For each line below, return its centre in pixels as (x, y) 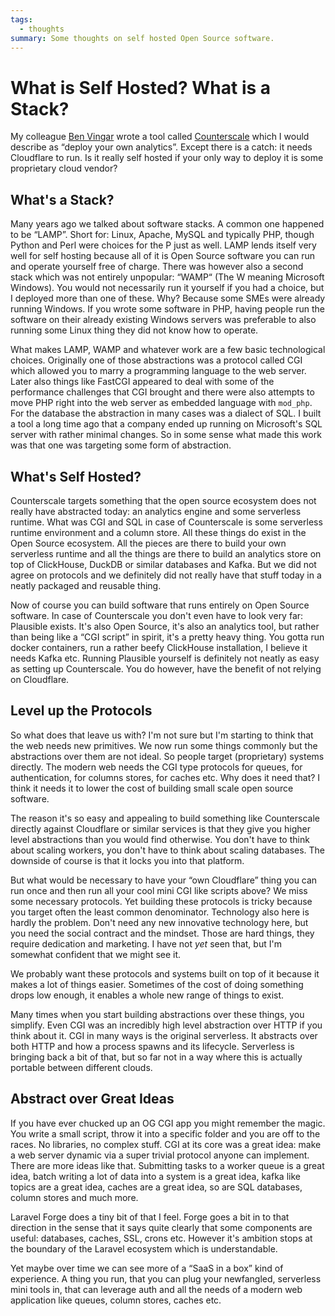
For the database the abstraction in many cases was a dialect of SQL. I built (166, 413)
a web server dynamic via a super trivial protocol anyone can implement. (160, 1155)
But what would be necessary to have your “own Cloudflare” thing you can (164, 880)
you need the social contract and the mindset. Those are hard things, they (162, 933)
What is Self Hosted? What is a (141, 87)
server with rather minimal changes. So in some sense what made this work (166, 435)
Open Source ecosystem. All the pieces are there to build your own (148, 543)
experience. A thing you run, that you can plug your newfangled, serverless (166, 1278)
